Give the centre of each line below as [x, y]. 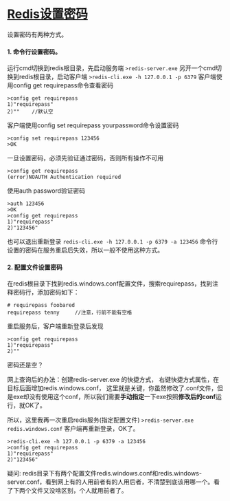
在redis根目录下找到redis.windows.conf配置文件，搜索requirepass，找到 [110, 284]
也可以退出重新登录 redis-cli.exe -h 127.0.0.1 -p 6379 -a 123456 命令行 [113, 242]
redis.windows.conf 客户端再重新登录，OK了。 [73, 429]
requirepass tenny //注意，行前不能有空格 [70, 313]
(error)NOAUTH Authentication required [64, 177]
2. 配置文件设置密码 [35, 267]
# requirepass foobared [41, 306]
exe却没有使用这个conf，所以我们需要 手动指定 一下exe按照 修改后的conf [114, 397]
